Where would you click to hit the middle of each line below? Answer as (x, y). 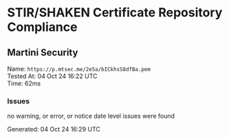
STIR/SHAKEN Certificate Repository (115, 13)
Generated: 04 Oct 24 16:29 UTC (54, 129)
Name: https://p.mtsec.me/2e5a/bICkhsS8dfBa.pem (79, 69)
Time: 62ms (24, 83)
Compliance (42, 27)
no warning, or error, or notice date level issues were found (91, 116)
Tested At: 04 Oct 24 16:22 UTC (52, 76)
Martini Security (43, 52)
